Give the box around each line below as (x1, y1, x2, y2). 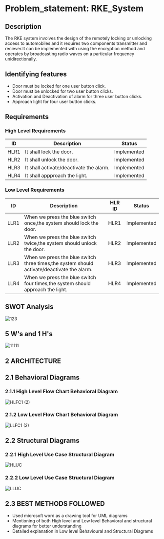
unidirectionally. (5, 56, 37, 61)
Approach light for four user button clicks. (12, 99, 97, 104)
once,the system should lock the (24, 220, 99, 226)
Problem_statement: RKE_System (5, 3, 144, 14)
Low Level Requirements (5, 186, 65, 193)
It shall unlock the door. (25, 156, 79, 163)
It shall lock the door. (25, 148, 73, 155)
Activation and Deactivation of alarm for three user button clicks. (12, 93, 143, 99)
